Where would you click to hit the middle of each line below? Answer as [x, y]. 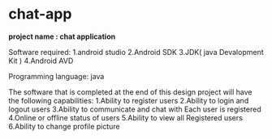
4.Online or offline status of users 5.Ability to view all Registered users [126, 117]
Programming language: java [56, 76]
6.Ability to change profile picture [64, 126]
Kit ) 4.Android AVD [41, 61]
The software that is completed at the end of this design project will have [131, 92]
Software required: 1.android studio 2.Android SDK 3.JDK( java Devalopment [136, 52]
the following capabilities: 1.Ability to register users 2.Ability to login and [129, 100]
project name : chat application [62, 36]
